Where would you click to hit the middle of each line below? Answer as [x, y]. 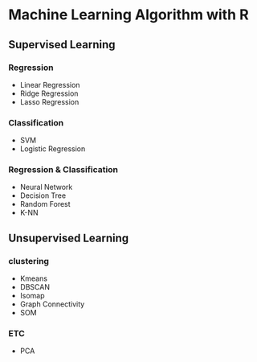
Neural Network [46, 187]
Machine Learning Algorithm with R [128, 15]
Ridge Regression [49, 93]
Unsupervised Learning [69, 238]
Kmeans [34, 278]
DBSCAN [35, 287]
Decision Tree [43, 195]
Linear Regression [50, 84]
